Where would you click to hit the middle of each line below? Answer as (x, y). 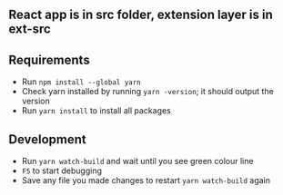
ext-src (30, 29)
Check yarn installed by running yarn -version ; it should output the (147, 92)
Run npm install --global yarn (81, 82)
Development (48, 139)
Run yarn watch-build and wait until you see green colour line (137, 161)
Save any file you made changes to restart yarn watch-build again (146, 180)
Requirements (49, 59)
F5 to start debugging (61, 171)
